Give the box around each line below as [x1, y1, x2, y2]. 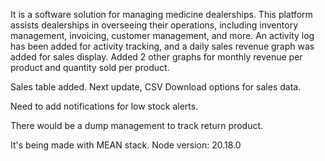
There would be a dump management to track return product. [10, 120, 264, 131]
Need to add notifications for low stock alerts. [10, 100, 199, 112]
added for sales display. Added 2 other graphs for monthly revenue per [10, 51, 303, 63]
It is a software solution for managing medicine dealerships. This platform [10, 9, 313, 20]
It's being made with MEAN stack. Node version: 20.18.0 [10, 139, 242, 151]
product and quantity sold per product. [10, 62, 170, 73]
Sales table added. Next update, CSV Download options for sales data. [10, 81, 302, 93]
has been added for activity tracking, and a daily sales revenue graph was [10, 40, 315, 52]
